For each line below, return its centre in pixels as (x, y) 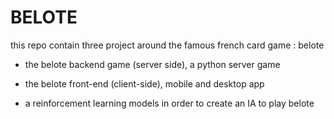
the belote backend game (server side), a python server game (152, 64)
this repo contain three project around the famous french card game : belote (167, 45)
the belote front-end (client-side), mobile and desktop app (144, 83)
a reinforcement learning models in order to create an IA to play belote (169, 103)
